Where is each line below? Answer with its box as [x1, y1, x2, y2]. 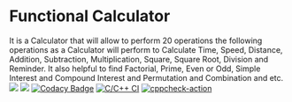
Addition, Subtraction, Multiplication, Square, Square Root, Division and [9, 54, 269, 64]
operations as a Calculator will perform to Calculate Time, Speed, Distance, [9, 44, 283, 55]
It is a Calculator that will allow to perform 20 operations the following [9, 35, 263, 46]
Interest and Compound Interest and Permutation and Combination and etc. [9, 72, 284, 83]
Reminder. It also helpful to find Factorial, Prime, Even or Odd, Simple [9, 63, 261, 74]
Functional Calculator [9, 6, 171, 26]
